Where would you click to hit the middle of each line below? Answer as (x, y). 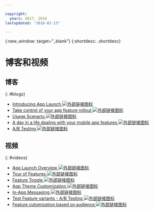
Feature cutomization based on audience (53, 205)
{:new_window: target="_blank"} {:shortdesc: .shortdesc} (63, 41)
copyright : (16, 14)
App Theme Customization (39, 186)
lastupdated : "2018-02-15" (33, 23)
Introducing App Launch (37, 104)
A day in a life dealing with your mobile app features (65, 122)
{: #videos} (16, 158)
